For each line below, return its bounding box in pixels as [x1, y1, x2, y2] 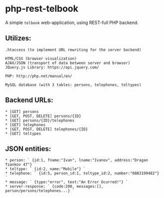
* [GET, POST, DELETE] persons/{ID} [5, 113, 81, 118]
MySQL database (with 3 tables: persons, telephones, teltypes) [5, 82, 142, 87]
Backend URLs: [5, 96, 53, 104]
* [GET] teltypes [5, 131, 41, 136]
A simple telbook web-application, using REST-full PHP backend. [5, 19, 139, 25]
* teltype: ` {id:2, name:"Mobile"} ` [5, 166, 86, 171]
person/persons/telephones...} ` [5, 188, 75, 193]
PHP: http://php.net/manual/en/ [5, 73, 72, 78]
